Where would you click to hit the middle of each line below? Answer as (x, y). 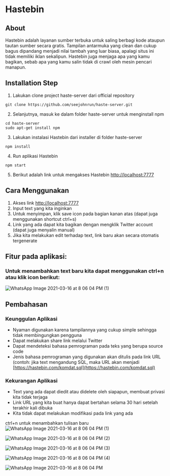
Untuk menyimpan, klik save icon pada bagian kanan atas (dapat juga (85, 214)
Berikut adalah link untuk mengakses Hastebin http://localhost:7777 (83, 175)
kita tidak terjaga (30, 397)
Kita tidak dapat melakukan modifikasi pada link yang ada (73, 413)
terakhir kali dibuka (32, 408)
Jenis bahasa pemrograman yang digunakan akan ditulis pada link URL (87, 357)
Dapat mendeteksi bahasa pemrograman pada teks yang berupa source (88, 346)
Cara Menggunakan (37, 191)
